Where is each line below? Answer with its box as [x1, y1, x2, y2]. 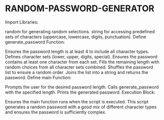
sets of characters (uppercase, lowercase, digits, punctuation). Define [5, 34, 146, 40]
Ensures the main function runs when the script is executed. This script [5, 98, 149, 104]
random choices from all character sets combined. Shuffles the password [5, 64, 153, 70]
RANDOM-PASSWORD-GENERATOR [5, 3, 155, 14]
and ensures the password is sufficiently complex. [5, 109, 107, 115]
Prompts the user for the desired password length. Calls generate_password [5, 84, 159, 90]
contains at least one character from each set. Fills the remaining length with [5, 59, 160, 65]
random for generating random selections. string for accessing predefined [5, 28, 155, 34]
